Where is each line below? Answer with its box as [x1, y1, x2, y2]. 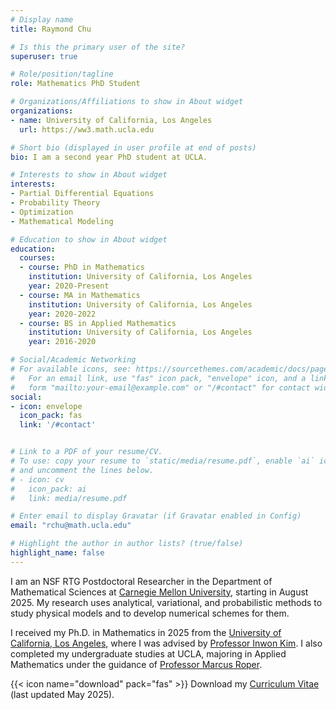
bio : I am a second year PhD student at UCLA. [10, 152, 208, 162]
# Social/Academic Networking [10, 355, 137, 365]
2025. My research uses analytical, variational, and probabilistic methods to [10, 596, 323, 608]
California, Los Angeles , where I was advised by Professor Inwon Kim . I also [10, 637, 323, 649]
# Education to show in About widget [10, 234, 168, 245]
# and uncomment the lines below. [10, 465, 155, 475]
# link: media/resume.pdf [10, 493, 128, 503]
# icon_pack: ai [10, 484, 87, 494]
